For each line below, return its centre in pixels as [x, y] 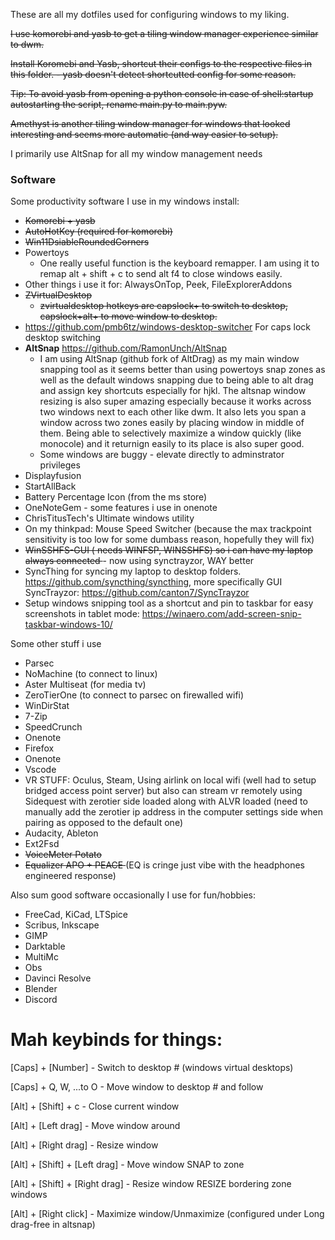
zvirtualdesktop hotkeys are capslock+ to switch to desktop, [163, 306]
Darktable [45, 946]
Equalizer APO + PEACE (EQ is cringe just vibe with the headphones [164, 865]
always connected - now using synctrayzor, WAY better [139, 561]
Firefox [39, 748]
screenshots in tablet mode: [82, 614]
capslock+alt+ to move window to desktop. [128, 316]
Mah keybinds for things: [116, 1040]
